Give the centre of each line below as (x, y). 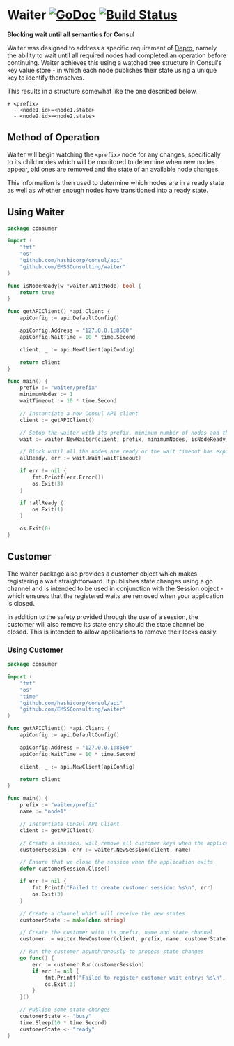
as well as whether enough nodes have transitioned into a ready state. (108, 190)
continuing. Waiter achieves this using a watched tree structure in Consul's (115, 62)
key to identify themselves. (46, 78)
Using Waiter (36, 212)
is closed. (21, 603)
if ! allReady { (42, 503)
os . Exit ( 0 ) (36, 529)
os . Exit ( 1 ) (48, 509)
